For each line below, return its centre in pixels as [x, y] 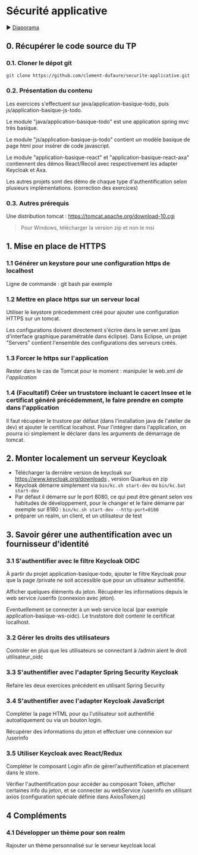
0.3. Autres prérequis [38, 203]
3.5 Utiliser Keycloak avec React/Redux [64, 753]
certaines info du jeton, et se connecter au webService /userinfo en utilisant [99, 791]
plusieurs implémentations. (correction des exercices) [72, 188]
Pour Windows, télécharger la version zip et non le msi [87, 228]
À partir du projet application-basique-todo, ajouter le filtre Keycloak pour [96, 574]
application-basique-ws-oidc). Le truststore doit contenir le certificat [90, 616]
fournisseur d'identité [48, 544]
